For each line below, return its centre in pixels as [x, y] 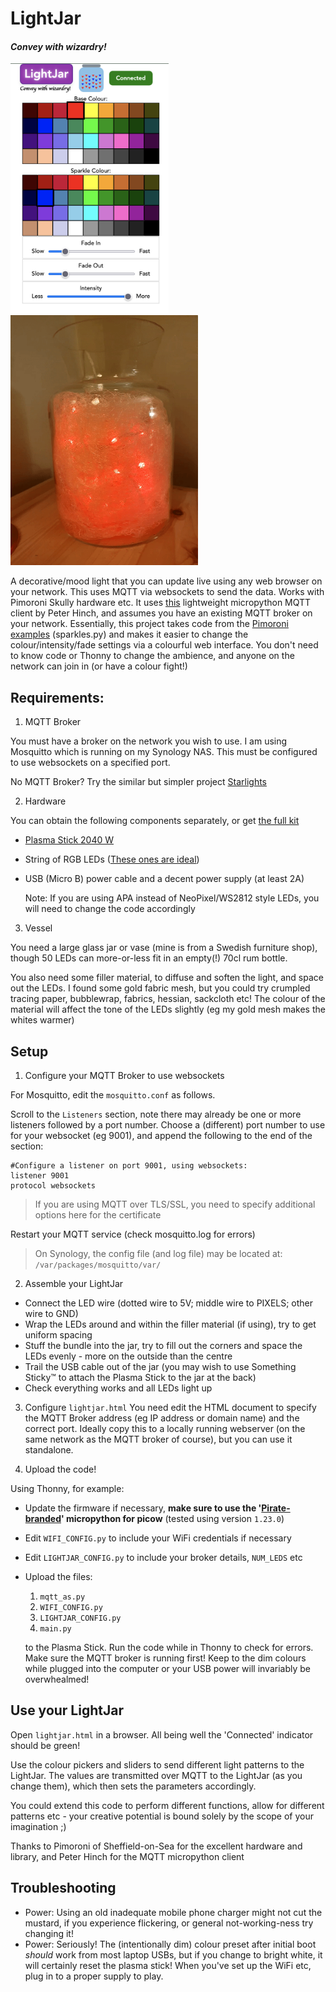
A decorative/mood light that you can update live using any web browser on [166, 581]
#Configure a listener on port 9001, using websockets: [129, 1166]
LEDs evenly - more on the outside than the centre [128, 1356]
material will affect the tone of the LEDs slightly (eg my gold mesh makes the [168, 1009]
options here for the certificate [98, 1215]
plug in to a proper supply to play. [94, 1976]
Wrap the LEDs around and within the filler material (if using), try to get [170, 1324]
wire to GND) [51, 1314]
